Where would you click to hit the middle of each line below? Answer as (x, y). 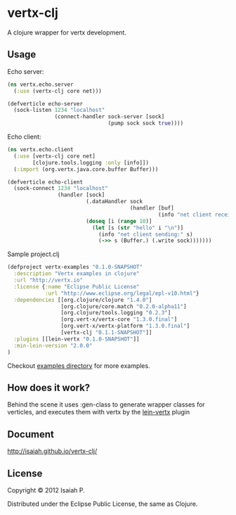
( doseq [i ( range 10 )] (119, 221)
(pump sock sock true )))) (146, 123)
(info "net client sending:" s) (145, 234)
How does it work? (49, 387)
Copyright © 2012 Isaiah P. (46, 490)
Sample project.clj (33, 254)
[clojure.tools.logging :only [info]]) (91, 163)
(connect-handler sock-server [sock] (110, 117)
